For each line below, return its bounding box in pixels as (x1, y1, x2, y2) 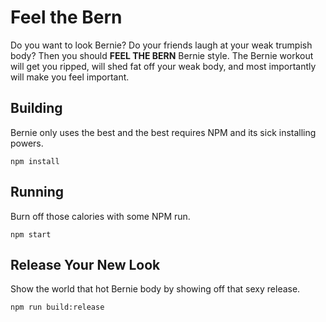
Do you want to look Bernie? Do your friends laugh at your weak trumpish (10, 39, 313, 51)
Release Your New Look (10, 256, 161, 273)
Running (10, 184, 65, 201)
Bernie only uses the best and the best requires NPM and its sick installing (10, 126, 317, 138)
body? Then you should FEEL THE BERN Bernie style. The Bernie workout (10, 49, 314, 61)
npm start (10, 229, 52, 240)
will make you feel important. (10, 71, 130, 83)
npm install (10, 156, 60, 166)
